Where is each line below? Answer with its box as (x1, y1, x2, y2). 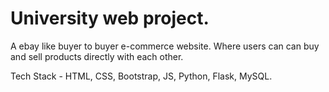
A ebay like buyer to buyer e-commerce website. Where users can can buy (10, 40, 320, 52)
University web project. (10, 7, 210, 30)
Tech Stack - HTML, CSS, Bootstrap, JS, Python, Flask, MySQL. (10, 70, 273, 82)
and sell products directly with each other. (10, 50, 184, 62)
